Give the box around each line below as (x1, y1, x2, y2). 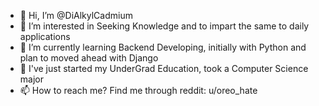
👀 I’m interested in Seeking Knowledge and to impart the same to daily (19, 20, 310, 32)
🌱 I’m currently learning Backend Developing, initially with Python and (19, 41, 307, 53)
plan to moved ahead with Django (19, 52, 159, 64)
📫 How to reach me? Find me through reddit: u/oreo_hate (19, 85, 258, 96)
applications (19, 31, 71, 42)
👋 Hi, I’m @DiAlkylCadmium (19, 10, 133, 21)
